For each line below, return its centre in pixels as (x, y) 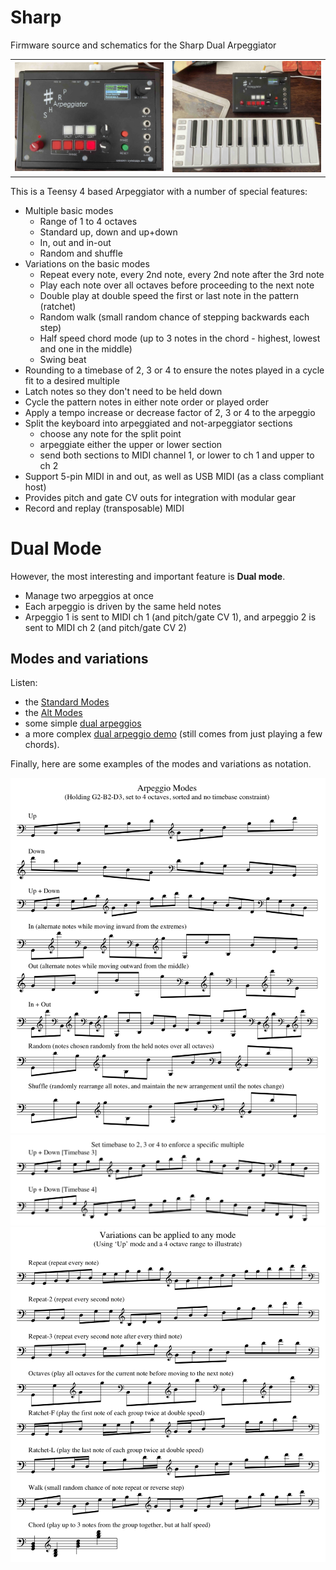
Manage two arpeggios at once (89, 595)
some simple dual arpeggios (83, 723)
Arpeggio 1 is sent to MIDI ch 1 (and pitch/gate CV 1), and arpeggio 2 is (170, 617)
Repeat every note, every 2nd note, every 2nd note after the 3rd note (182, 274)
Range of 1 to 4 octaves (88, 221)
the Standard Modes (67, 702)
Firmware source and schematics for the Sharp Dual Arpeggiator (143, 45)
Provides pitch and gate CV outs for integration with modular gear (160, 497)
